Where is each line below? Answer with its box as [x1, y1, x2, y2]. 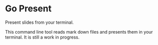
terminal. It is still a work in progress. [5, 34, 80, 40]
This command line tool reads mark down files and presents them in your [5, 29, 153, 35]
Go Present [5, 3, 52, 14]
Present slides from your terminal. [5, 19, 74, 25]
